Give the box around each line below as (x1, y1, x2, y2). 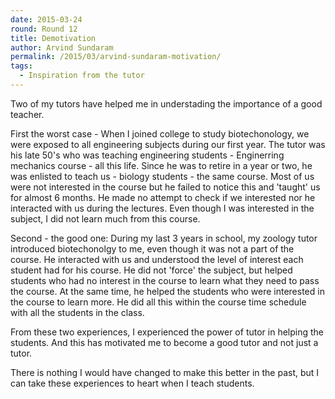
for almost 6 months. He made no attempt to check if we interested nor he (10, 191, 316, 203)
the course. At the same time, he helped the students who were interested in (10, 285, 325, 297)
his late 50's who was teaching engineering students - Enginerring (10, 149, 285, 161)
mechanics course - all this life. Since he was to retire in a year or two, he (10, 159, 313, 171)
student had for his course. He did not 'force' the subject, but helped (10, 264, 293, 276)
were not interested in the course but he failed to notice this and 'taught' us (10, 181, 321, 193)
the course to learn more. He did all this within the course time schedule (10, 296, 307, 308)
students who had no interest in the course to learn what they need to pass (10, 274, 320, 286)
